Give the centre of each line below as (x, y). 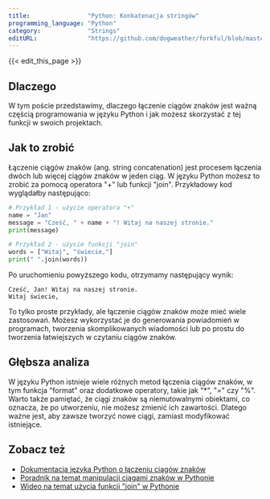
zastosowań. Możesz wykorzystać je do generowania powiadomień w (124, 320)
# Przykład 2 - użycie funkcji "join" (73, 245)
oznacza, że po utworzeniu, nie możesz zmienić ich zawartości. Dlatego (128, 407)
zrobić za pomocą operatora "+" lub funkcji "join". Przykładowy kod (120, 184)
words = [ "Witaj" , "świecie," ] (61, 252)
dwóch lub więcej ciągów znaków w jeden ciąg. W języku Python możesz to (134, 176)
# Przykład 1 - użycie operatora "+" (72, 207)
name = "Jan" (30, 215)
